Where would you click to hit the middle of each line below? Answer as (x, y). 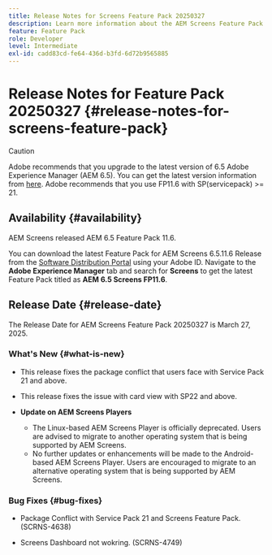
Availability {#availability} (75, 218)
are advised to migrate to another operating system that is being (140, 436)
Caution (22, 150)
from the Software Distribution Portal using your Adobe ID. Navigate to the (132, 262)
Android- (239, 453)
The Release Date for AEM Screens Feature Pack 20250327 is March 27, (130, 324)
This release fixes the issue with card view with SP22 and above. (129, 396)
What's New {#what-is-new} (67, 354)
